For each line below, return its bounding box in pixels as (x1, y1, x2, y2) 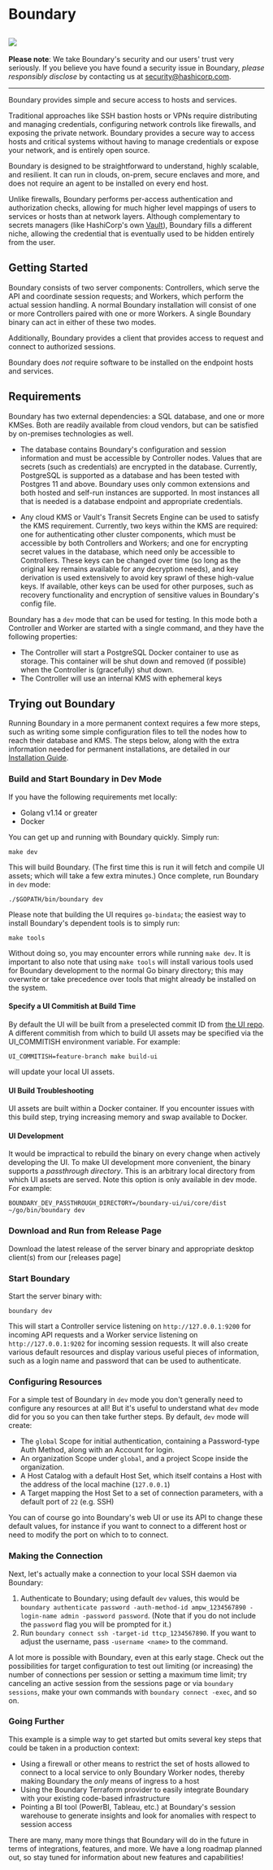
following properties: (8, 632, 78, 642)
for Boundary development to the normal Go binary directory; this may (8, 966, 244, 975)
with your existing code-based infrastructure (19, 1793, 171, 1803)
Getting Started (8, 261, 89, 275)
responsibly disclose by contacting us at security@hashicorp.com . (8, 72, 232, 81)
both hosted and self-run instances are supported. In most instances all (19, 488, 260, 497)
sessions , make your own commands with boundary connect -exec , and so (8, 1687, 258, 1697)
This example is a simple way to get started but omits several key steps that (8, 1734, 262, 1744)
